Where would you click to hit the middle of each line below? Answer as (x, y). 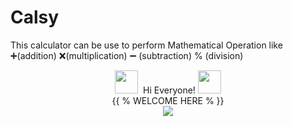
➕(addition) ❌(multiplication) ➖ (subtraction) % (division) (127, 55)
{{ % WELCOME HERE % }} (168, 100)
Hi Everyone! (169, 90)
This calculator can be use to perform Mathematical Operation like (146, 45)
